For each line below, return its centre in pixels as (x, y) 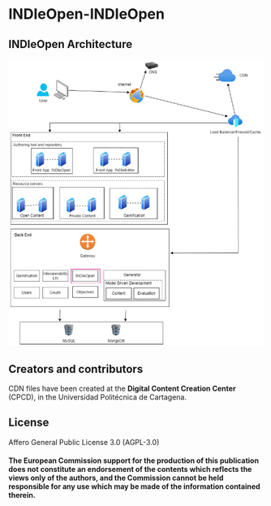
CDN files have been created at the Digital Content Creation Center (123, 389)
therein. (22, 495)
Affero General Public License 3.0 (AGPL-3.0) (84, 442)
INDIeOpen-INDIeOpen (86, 14)
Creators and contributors (76, 369)
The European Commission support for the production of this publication (134, 461)
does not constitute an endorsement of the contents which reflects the (130, 469)
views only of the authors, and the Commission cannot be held (116, 478)
